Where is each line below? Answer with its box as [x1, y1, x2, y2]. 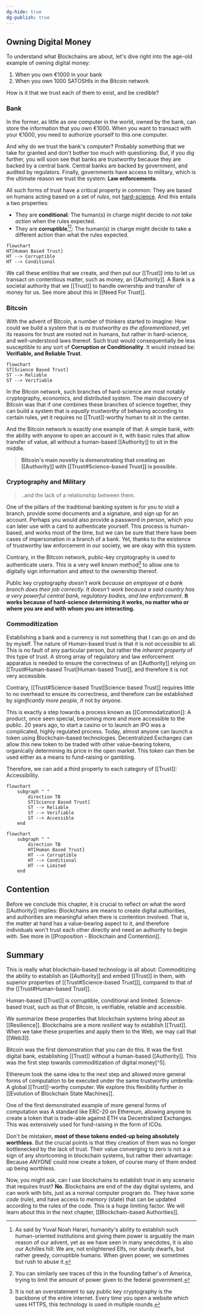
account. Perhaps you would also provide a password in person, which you [6, 516, 193, 523]
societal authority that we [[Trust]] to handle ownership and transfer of [6, 282, 182, 290]
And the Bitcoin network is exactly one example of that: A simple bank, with [6, 425, 195, 432]
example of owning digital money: [6, 59, 91, 67]
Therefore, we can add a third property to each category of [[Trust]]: [6, 765, 177, 772]
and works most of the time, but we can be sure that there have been [24, 529, 197, 536]
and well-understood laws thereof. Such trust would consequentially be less [6, 337, 196, 344]
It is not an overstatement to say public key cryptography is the [14, 1288, 172, 1295]
